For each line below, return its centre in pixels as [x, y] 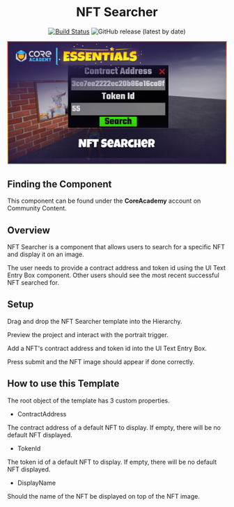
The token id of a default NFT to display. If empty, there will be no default [112, 462]
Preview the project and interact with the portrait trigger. [88, 334]
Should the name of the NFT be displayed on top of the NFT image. [103, 496]
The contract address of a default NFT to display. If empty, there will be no [114, 427]
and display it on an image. [46, 254]
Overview [29, 230]
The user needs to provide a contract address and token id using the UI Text [117, 268]
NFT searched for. [33, 283]
